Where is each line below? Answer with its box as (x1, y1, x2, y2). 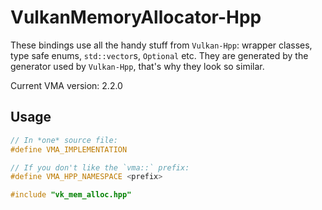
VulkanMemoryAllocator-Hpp (10, 6, 262, 29)
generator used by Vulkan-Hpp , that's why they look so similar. (10, 60, 265, 72)
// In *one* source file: (10, 135, 118, 145)
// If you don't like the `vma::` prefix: (10, 162, 190, 173)
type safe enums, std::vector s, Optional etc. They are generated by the (10, 49, 309, 61)
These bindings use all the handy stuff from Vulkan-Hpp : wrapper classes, (10, 39, 313, 51)
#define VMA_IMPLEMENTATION (10, 144, 128, 155)
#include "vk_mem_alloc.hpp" (10, 190, 132, 200)
